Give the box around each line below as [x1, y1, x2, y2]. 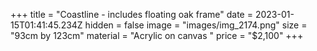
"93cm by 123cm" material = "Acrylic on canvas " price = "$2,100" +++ [10, 30, 304, 41]
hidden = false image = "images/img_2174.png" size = [84, 19, 308, 31]
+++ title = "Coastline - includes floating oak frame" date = [10, 9, 253, 20]
